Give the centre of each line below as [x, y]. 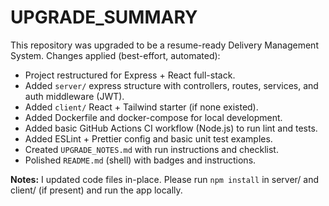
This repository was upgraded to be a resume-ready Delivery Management [164, 45]
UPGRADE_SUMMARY [104, 17]
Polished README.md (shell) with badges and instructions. [140, 160]
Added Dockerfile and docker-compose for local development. [153, 117]
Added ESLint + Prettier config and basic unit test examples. [148, 138]
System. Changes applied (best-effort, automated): [115, 55]
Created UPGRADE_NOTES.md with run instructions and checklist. [151, 149]
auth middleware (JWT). [74, 96]
